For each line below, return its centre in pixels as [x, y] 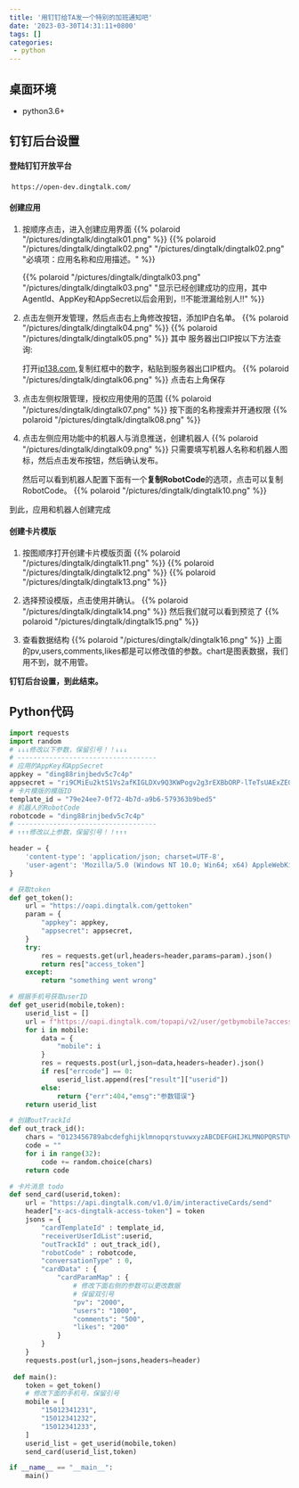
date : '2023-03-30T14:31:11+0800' [73, 26]
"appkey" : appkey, [75, 923]
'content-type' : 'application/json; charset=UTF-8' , [125, 857]
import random [36, 741]
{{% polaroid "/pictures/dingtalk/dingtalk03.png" [111, 276]
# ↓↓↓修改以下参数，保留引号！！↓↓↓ [68, 750]
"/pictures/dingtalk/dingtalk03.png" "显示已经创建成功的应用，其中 [145, 287]
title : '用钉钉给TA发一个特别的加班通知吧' [81, 17]
